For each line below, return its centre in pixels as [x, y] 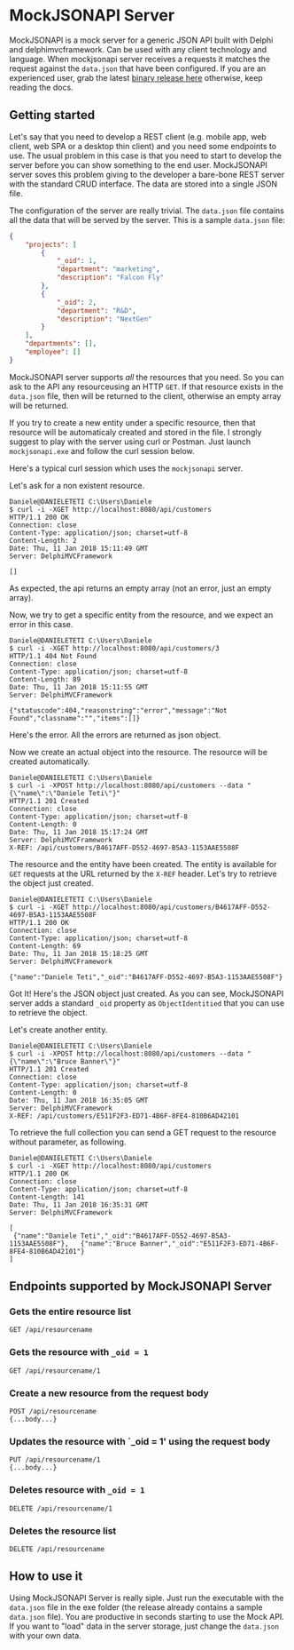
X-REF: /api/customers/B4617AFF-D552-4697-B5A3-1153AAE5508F [124, 848]
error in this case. [41, 624]
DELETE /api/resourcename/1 [61, 1508]
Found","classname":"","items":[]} [75, 718]
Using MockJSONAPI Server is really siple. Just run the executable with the [147, 1598]
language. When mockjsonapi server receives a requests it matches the [140, 59]
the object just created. [51, 883]
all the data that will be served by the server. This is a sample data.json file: [147, 219]
